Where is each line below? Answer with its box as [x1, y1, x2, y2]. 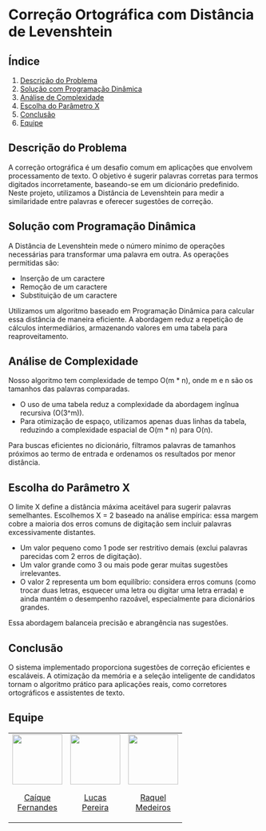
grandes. [19, 602, 50, 613]
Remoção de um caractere [19, 282, 108, 291]
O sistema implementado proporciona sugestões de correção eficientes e [8, 662, 251, 673]
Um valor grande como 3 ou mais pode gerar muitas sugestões [19, 560, 228, 569]
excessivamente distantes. [8, 528, 96, 537]
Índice [8, 54, 40, 68]
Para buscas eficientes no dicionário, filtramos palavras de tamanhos [8, 441, 236, 450]
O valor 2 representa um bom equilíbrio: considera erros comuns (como [19, 577, 256, 587]
